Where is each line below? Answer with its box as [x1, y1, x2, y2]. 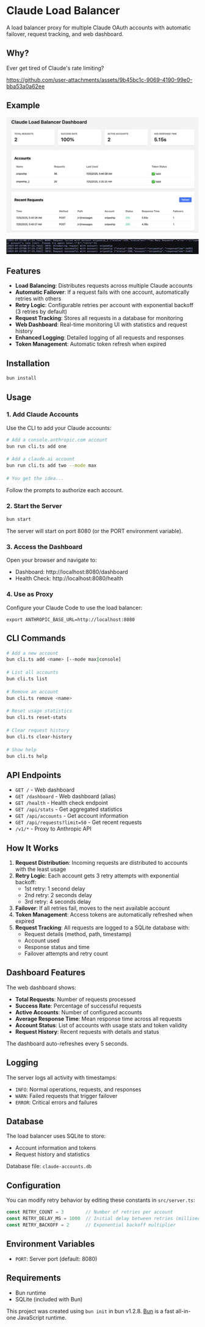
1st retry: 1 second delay [24, 885, 85, 892]
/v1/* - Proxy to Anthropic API [15, 825, 92, 832]
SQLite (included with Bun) [15, 1295, 83, 1303]
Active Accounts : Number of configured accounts [15, 1008, 142, 1016]
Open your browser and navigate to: [6, 556, 97, 564]
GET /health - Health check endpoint [15, 799, 109, 807]
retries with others [15, 295, 62, 302]
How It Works [6, 843, 59, 853]
